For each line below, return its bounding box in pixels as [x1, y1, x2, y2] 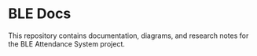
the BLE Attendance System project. [8, 39, 126, 48]
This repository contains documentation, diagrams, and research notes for [8, 31, 249, 40]
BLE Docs [8, 5, 72, 23]
